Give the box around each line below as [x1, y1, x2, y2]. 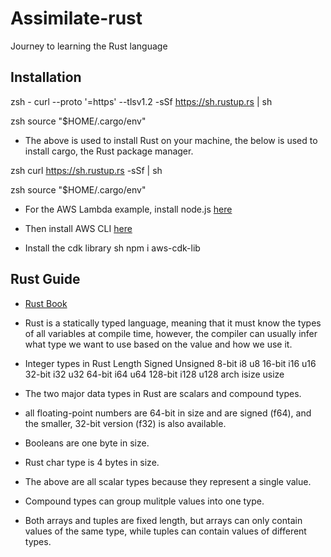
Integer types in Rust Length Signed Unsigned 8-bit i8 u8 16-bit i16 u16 [24, 357, 317, 369]
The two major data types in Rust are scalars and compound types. [24, 387, 302, 399]
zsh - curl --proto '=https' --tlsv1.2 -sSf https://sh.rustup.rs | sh [10, 95, 273, 107]
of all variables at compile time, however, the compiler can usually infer [24, 327, 318, 339]
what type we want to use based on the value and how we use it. [24, 338, 293, 350]
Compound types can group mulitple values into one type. [24, 495, 265, 507]
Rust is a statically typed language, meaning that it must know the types [24, 317, 322, 329]
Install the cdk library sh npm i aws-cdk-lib [24, 242, 201, 254]
